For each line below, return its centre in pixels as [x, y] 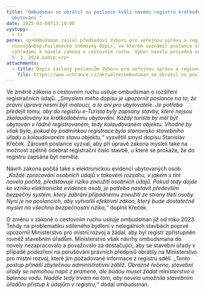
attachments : [23, 63]
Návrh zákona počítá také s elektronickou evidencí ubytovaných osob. [95, 169]
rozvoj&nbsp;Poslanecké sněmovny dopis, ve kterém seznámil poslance [102, 46]
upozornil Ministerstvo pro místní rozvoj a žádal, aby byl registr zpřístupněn [101, 232]
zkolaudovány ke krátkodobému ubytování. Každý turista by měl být [92, 118]
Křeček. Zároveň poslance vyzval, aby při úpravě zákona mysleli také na [97, 144]
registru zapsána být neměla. [43, 157]
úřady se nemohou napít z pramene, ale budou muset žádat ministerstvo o [101, 271]
